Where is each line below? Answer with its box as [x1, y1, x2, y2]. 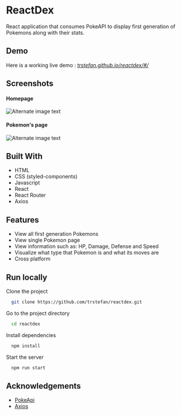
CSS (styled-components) [14, 173, 78, 180]
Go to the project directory [6, 310, 70, 317]
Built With [6, 151, 43, 161]
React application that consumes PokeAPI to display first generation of [6, 23, 176, 30]
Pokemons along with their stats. [6, 29, 85, 36]
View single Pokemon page [14, 236, 81, 243]
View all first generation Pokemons [14, 231, 99, 238]
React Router [14, 191, 46, 199]
